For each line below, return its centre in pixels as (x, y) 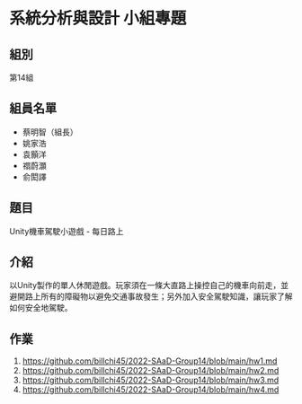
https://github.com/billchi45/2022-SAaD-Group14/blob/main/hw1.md (150, 361)
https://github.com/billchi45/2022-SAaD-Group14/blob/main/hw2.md (151, 371)
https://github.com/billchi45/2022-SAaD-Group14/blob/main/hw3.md (151, 380)
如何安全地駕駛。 (41, 308)
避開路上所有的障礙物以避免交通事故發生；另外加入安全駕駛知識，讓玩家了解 (151, 296)
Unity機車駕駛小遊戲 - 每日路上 (67, 231)
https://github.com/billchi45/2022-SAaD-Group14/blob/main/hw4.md (151, 390)
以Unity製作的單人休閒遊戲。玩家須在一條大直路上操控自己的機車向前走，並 (149, 285)
